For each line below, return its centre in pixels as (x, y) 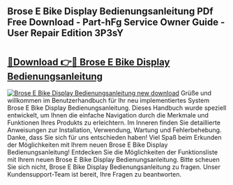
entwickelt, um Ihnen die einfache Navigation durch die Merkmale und (108, 115)
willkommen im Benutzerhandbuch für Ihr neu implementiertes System (108, 100)
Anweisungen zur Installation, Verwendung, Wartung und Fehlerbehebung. (114, 130)
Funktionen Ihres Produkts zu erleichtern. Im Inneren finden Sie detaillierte (114, 122)
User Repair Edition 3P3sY (66, 33)
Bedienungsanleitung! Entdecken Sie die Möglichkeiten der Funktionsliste (113, 152)
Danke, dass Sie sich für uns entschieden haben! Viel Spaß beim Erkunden (114, 137)
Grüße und (196, 93)
